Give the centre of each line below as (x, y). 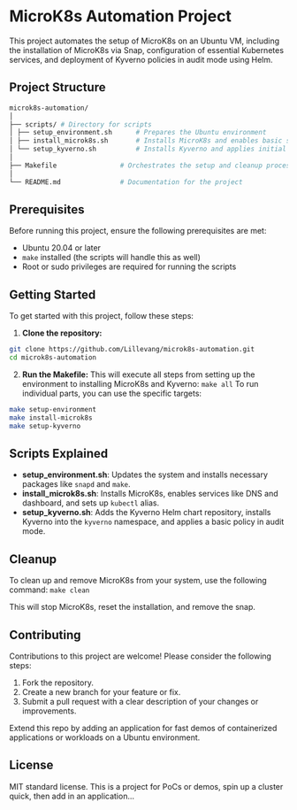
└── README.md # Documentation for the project (126, 182)
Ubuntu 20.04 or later (61, 248)
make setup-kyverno (45, 426)
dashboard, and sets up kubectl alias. (91, 503)
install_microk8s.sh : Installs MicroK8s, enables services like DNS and (150, 494)
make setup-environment (53, 409)
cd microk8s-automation (53, 358)
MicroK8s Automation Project (121, 16)
